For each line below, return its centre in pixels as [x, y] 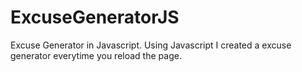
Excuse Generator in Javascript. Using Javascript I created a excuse [151, 45]
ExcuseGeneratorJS [95, 17]
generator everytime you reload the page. [96, 55]
